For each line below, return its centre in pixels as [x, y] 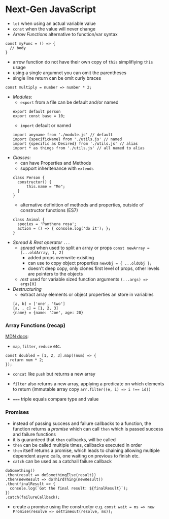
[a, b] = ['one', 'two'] [39, 303]
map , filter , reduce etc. [37, 346]
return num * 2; [27, 360]
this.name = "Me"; [46, 187]
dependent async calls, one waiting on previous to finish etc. [76, 455]
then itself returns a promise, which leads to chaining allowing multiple [86, 450]
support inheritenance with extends [57, 168]
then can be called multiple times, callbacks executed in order [77, 445]
